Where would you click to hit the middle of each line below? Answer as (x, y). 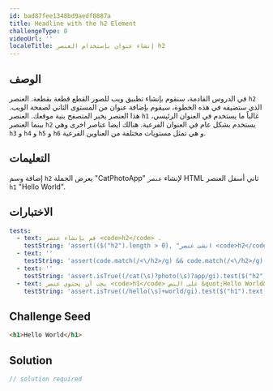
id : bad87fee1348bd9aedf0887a (60, 16)
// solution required (46, 379)
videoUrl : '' (31, 39)
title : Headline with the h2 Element (73, 24)
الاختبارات (31, 212)
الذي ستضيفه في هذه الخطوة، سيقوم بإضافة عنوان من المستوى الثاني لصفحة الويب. (136, 107)
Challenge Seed (50, 316)
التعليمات (30, 159)
